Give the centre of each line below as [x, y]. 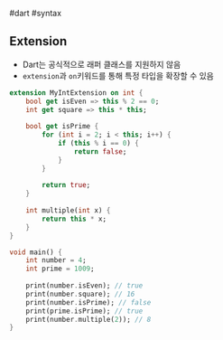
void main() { [36, 252]
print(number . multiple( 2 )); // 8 [88, 319]
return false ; [100, 151]
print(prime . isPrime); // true [84, 311]
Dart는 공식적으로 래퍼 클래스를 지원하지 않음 [102, 64]
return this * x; [74, 219]
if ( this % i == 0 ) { [98, 144]
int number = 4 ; [56, 260]
